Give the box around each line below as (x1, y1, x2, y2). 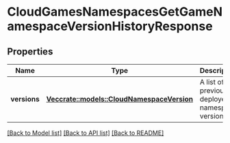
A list (199, 78, 216, 86)
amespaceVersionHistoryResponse (7, 18, 214, 34)
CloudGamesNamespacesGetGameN (7, 4, 223, 20)
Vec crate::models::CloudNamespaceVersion (46, 95, 194, 104)
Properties (7, 46, 53, 57)
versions (10, 95, 40, 104)
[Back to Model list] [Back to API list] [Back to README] (7, 129, 164, 137)
